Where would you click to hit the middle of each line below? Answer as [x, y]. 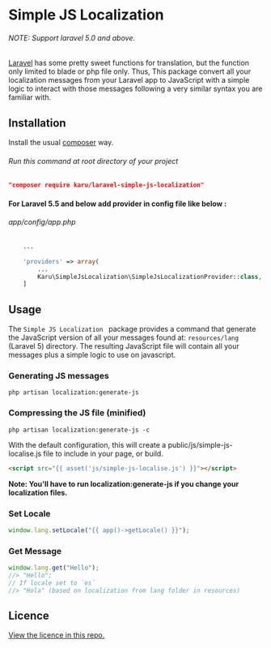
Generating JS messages [59, 376]
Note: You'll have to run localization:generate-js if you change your [124, 483]
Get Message [35, 551]
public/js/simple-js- [200, 444]
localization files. [38, 492]
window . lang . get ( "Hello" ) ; [54, 568]
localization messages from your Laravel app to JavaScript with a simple [129, 80]
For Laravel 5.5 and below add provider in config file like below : [118, 204]
